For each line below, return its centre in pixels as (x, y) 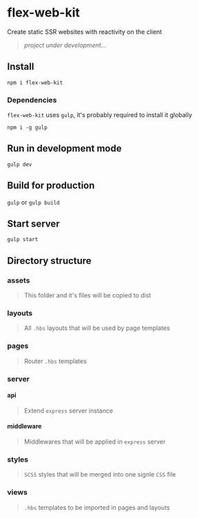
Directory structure (49, 261)
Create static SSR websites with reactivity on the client (85, 32)
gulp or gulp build (33, 202)
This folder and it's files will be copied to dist (87, 296)
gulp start (23, 240)
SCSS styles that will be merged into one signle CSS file (100, 475)
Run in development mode (64, 148)
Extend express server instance (69, 411)
